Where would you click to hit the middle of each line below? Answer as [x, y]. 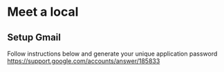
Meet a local [43, 12]
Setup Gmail [34, 37]
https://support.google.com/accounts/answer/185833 [84, 61]
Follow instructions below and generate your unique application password [112, 53]
